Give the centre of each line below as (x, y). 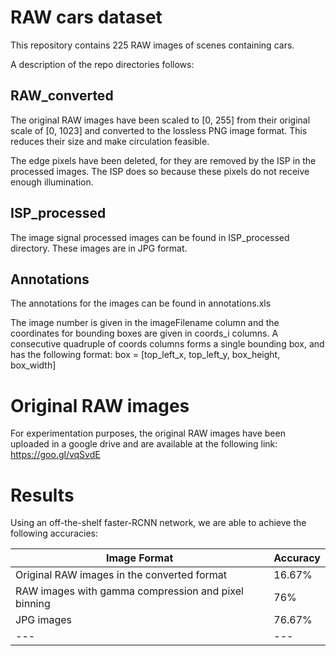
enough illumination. (52, 182)
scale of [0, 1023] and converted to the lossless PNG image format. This (159, 130)
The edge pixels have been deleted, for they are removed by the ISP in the (163, 160)
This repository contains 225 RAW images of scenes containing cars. (152, 45)
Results (42, 495)
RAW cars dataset (86, 17)
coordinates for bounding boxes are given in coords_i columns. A (144, 333)
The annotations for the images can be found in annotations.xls (141, 303)
